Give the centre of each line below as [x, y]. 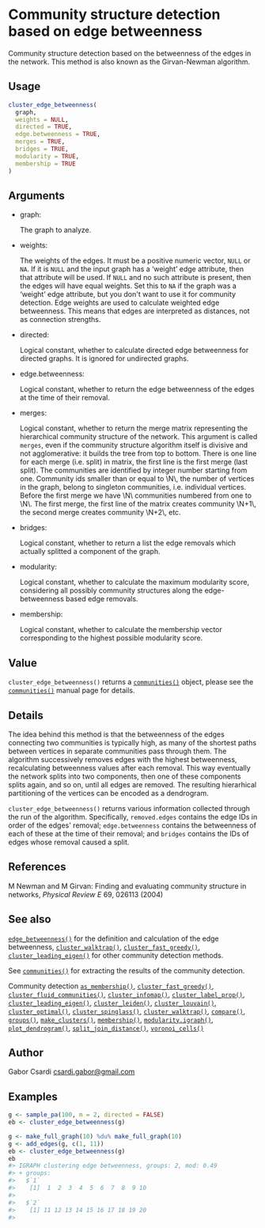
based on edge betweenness [106, 31]
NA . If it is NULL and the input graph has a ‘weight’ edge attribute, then [131, 269]
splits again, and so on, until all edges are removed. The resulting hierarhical [132, 784]
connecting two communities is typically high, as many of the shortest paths [132, 742]
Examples [33, 1096]
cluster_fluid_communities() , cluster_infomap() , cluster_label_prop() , [127, 994]
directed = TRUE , [44, 127]
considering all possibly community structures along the [111, 590]
